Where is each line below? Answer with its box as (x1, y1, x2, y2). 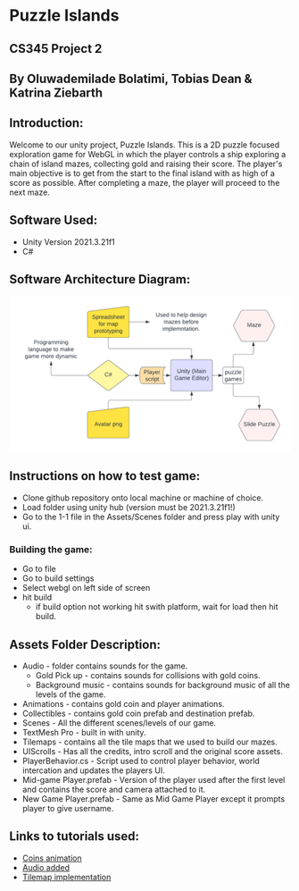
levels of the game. (35, 689, 106, 700)
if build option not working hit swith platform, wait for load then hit (35, 601, 278, 612)
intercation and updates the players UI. (21, 765, 165, 776)
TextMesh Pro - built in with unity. (21, 727, 146, 737)
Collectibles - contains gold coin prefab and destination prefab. (21, 708, 255, 719)
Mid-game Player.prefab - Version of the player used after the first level (21, 774, 286, 785)
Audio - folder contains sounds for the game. (21, 660, 188, 671)
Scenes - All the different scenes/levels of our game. (21, 717, 217, 728)
